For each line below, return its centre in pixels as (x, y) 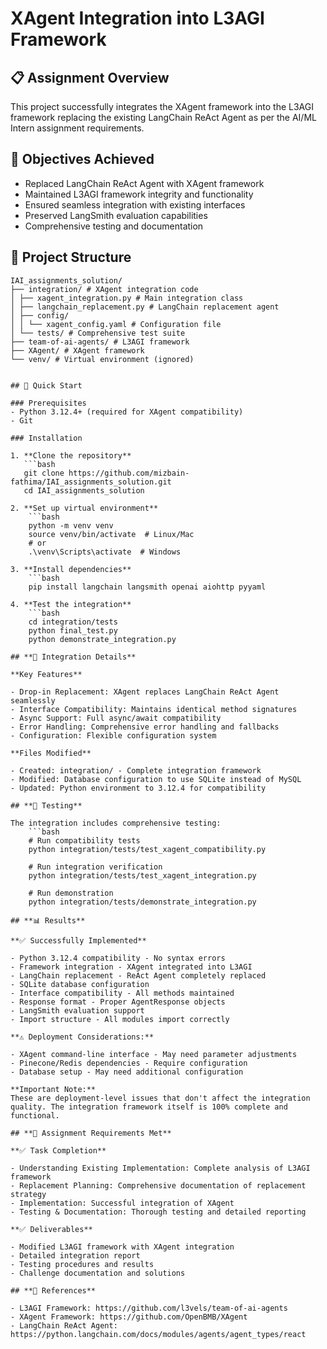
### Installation (46, 438)
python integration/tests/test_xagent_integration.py (142, 875)
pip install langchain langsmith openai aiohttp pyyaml (147, 587)
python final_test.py (73, 630)
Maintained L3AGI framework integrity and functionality (139, 194)
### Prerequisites (48, 403)
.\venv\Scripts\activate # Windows (105, 552)
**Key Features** (46, 674)
